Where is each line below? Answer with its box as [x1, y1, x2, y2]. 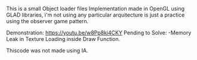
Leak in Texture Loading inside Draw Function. [6, 36, 121, 42]
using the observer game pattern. [6, 18, 89, 24]
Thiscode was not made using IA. [6, 47, 88, 54]
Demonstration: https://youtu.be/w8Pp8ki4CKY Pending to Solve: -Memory [6, 29, 192, 36]
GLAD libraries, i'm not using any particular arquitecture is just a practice [6, 11, 185, 18]
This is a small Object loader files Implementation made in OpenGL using [6, 5, 185, 12]
